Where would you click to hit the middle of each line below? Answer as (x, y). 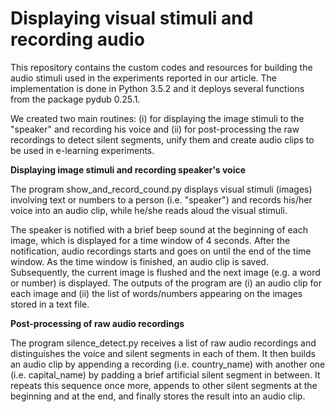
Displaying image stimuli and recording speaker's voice (128, 169)
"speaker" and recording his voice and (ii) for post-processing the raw (155, 129)
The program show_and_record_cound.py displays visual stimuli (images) (161, 189)
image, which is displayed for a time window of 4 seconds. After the (150, 240)
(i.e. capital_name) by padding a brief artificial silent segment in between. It (165, 374)
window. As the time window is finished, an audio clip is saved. (139, 261)
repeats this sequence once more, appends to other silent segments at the (164, 385)
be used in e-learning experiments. (82, 150)
